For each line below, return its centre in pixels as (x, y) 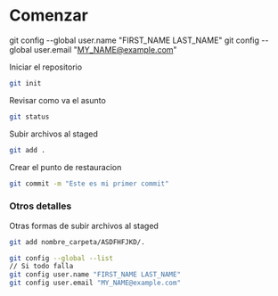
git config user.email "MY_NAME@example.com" (95, 283)
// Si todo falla (41, 267)
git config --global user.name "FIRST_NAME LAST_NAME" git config (135, 40)
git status (29, 117)
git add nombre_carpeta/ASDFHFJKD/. (77, 242)
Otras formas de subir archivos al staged (84, 226)
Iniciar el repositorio (46, 67)
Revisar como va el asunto (58, 100)
